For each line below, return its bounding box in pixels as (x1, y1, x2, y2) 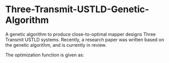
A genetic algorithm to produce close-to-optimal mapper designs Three (5, 31, 156, 37)
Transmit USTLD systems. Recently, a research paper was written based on (5, 37, 164, 43)
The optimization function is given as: (5, 52, 84, 58)
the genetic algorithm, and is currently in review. (5, 42, 107, 48)
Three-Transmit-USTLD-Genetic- (5, 4, 150, 15)
